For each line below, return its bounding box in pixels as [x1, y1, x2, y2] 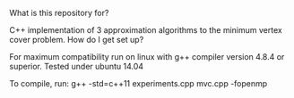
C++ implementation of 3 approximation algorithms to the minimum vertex [9, 25, 282, 35]
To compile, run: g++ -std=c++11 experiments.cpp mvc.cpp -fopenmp [9, 78, 268, 88]
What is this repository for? [9, 8, 109, 18]
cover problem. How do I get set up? [9, 35, 144, 45]
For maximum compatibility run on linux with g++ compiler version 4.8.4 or [9, 52, 285, 61]
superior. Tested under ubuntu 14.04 [9, 61, 144, 71]
